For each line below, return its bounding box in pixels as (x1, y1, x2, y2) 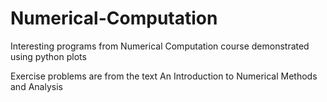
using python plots (10, 50, 87, 62)
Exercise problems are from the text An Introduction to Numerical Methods (10, 70, 318, 82)
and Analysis (10, 80, 63, 92)
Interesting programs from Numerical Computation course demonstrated (10, 40, 310, 52)
